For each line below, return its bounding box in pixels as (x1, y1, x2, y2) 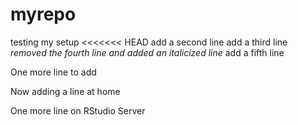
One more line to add (10, 66, 97, 78)
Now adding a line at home (10, 85, 121, 97)
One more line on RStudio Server (10, 104, 146, 117)
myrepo (10, 3, 77, 26)
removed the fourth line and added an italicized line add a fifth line (10, 46, 285, 58)
